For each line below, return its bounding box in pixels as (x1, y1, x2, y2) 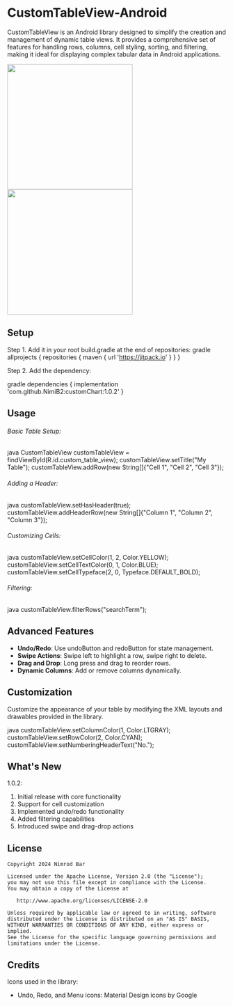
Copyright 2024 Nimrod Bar (7, 861, 86, 868)
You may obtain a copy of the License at (7, 886, 129, 893)
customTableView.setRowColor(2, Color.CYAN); (7, 733, 143, 741)
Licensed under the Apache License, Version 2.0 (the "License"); (7, 873, 204, 880)
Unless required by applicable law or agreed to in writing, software (7, 910, 216, 917)
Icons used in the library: (7, 977, 79, 986)
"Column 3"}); (7, 515, 47, 524)
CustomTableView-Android (7, 5, 168, 21)
